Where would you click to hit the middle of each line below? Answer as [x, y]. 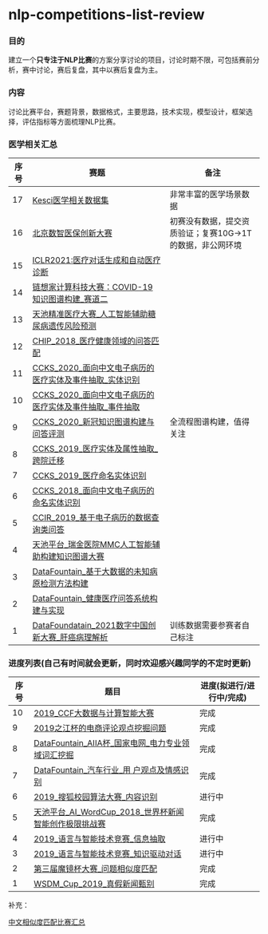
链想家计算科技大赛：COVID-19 [93, 287]
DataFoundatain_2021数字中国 [90, 626]
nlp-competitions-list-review [106, 15]
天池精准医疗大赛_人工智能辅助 [90, 315]
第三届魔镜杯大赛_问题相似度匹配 [95, 869]
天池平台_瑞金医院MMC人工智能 [93, 544]
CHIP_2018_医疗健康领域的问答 [92, 341]
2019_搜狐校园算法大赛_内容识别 [95, 797]
